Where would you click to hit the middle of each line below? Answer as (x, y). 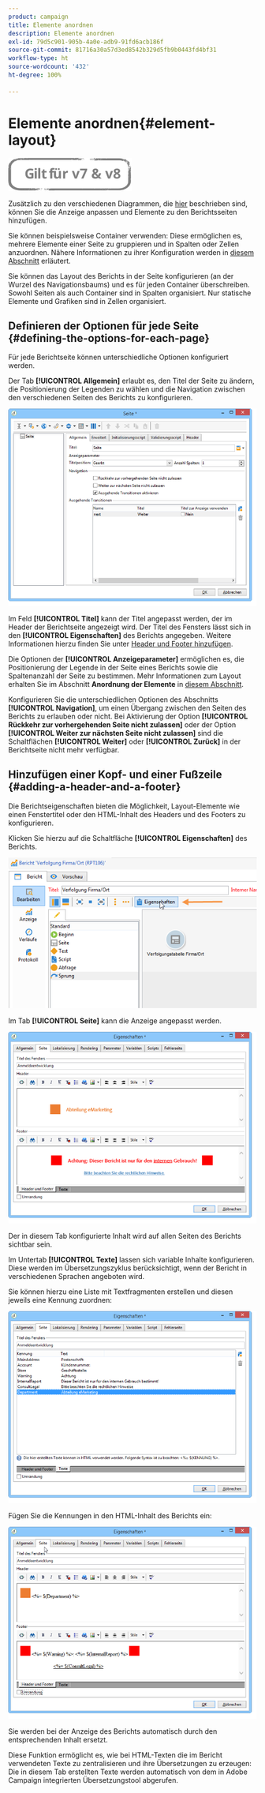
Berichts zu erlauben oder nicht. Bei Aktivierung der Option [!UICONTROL (128, 716)
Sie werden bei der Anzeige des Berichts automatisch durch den (113, 1731)
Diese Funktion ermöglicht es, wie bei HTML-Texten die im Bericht (116, 1755)
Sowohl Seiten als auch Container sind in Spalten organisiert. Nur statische (130, 293)
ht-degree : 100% (35, 75)
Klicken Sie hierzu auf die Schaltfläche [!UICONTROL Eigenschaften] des (128, 838)
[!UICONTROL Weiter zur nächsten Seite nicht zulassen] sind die (116, 733)
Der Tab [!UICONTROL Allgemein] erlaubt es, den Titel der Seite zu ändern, (131, 381)
